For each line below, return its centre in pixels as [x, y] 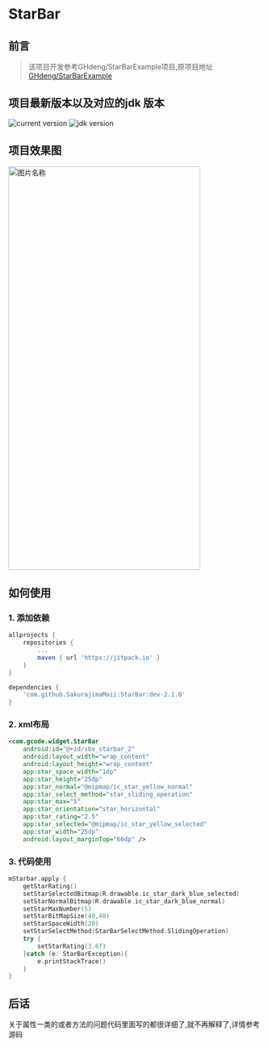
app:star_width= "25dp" [61, 831]
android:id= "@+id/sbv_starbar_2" [79, 749]
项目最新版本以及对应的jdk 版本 [87, 103]
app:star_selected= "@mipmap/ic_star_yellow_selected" [115, 824]
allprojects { [32, 635]
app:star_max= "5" [52, 802]
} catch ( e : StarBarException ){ [75, 953]
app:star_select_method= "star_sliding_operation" [108, 794]
